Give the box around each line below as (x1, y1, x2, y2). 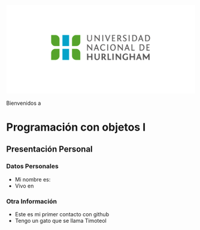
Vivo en (14, 182, 34, 189)
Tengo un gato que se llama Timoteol (14, 217, 107, 224)
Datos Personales (6, 162, 59, 171)
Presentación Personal (6, 144, 93, 155)
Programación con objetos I (6, 120, 146, 134)
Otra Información (6, 197, 57, 205)
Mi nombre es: (14, 175, 51, 183)
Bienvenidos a (6, 99, 41, 107)
